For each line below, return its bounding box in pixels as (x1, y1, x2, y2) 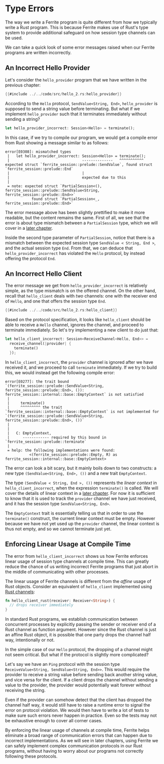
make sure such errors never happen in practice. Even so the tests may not (5, 712, 157, 718)
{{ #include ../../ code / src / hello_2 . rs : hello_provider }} (5, 91, 122, 96)
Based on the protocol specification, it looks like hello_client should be (5, 317, 151, 323)
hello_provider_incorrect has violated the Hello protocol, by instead (5, 250, 145, 256)
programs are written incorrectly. (5, 50, 72, 55)
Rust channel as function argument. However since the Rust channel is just (5, 627, 157, 632)
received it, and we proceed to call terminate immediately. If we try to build (5, 364, 157, 370)
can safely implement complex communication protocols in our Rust (5, 743, 142, 749)
